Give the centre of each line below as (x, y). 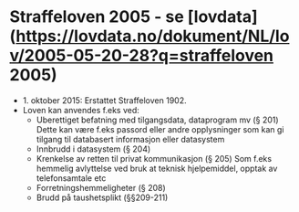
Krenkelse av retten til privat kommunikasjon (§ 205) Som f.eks (154, 158)
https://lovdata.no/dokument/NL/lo (153, 36)
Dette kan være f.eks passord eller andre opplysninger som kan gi (160, 129)
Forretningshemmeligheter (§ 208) (101, 187)
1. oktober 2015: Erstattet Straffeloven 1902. (104, 100)
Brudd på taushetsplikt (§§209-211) (102, 197)
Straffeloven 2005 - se (97, 17)
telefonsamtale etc (71, 178)
